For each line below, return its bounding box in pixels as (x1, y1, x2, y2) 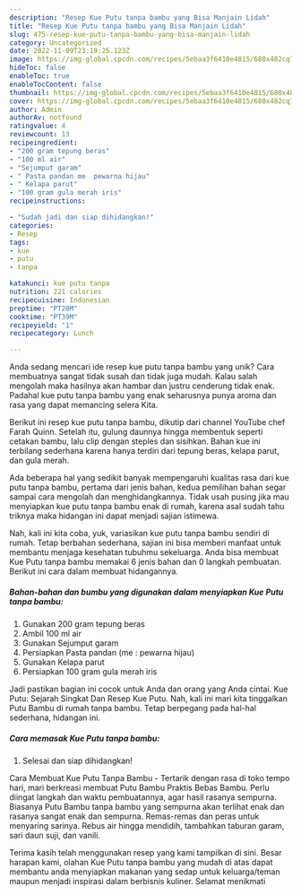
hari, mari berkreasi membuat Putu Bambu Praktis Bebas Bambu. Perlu (9, 782, 271, 794)
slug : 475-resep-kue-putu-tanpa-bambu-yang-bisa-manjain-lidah (9, 30, 251, 39)
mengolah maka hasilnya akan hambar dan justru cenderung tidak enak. (9, 380, 275, 391)
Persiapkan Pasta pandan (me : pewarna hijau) (21, 647, 195, 658)
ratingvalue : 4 (9, 122, 66, 131)
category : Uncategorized (9, 38, 102, 48)
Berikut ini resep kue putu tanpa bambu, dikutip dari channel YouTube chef (9, 417, 286, 428)
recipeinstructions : (9, 196, 87, 206)
